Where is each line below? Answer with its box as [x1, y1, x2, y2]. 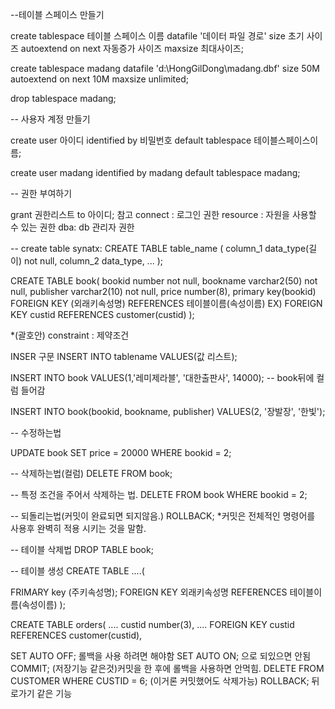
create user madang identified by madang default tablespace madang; [10, 167, 301, 178]
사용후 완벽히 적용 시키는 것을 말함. [10, 523, 147, 534]
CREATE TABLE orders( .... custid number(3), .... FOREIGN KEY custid [10, 619, 295, 630]
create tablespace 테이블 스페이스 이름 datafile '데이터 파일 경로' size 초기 [10, 30, 305, 42]
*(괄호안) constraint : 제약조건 [10, 329, 130, 341]
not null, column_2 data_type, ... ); [23, 255, 163, 267]
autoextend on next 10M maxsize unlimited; [10, 73, 189, 85]
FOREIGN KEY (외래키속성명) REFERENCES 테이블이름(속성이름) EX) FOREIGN [10, 298, 323, 309]
